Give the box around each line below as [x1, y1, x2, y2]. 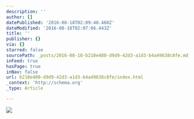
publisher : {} [6, 36, 41, 42]
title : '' [6, 31, 31, 37]
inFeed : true [6, 58, 38, 64]
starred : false [6, 47, 44, 53]
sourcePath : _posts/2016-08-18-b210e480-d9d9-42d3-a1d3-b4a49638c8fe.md [6, 52, 189, 58]
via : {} [6, 42, 25, 48]
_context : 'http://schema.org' [6, 80, 83, 86]
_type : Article [6, 85, 44, 91]
